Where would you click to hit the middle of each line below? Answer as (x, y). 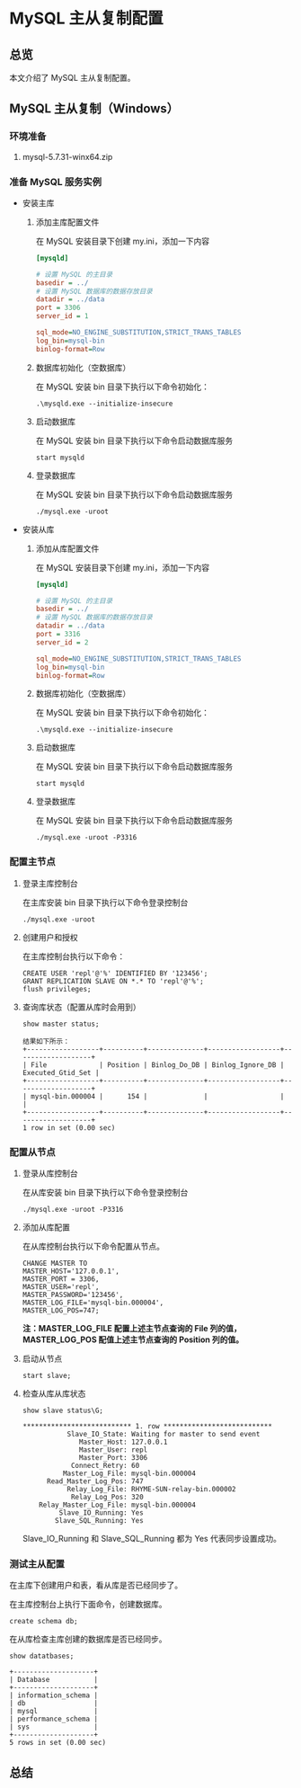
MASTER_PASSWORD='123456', (73, 1295)
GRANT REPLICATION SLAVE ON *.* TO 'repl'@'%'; (113, 981)
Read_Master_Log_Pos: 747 (95, 1481)
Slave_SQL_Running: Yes (99, 1521)
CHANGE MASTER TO (55, 1264)
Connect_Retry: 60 (105, 1466)
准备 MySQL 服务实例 (55, 182)
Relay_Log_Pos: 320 (107, 1498)
